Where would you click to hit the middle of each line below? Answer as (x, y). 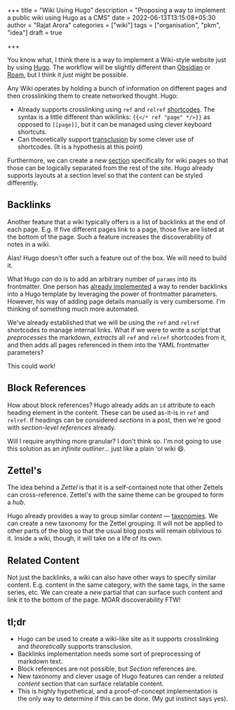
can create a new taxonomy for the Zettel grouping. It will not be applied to (115, 524)
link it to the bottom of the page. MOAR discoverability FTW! (94, 600)
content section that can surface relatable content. (90, 684)
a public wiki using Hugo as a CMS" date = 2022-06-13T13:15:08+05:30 (112, 18)
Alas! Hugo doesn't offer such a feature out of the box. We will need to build (117, 258)
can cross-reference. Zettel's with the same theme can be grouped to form (116, 495)
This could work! (32, 366)
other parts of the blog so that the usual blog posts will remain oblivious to (115, 531)
